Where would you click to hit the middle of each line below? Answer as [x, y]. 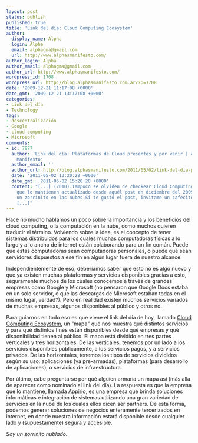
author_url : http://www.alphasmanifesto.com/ [63, 72]
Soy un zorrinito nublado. [37, 434]
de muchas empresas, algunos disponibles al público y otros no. [84, 306]
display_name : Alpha [37, 39]
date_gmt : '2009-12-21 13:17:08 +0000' [55, 94]
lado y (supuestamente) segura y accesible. [60, 423]
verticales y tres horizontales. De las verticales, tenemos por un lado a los [96, 342]
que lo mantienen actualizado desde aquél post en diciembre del [99, 192]
